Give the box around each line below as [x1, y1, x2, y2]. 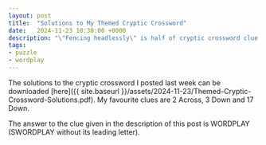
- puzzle [8, 49, 37, 57]
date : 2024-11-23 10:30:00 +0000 [8, 26, 127, 34]
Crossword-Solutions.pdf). [8, 95, 96, 104]
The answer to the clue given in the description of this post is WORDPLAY [8, 119, 250, 128]
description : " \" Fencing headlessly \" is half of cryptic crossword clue [8, 33, 259, 42]
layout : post [8, 11, 52, 20]
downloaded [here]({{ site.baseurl [8, 86, 119, 96]
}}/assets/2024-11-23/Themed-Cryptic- [120, 86, 252, 96]
